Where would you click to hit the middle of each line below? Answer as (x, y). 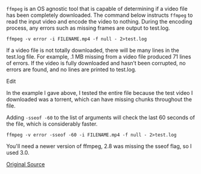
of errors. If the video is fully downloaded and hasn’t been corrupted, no (96, 63)
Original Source (26, 164)
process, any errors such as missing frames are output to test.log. (88, 28)
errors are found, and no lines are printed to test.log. (72, 69)
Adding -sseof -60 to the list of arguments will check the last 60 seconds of (101, 118)
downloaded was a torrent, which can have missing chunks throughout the (99, 99)
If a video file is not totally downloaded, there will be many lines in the (93, 50)
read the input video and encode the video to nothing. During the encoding (99, 21)
